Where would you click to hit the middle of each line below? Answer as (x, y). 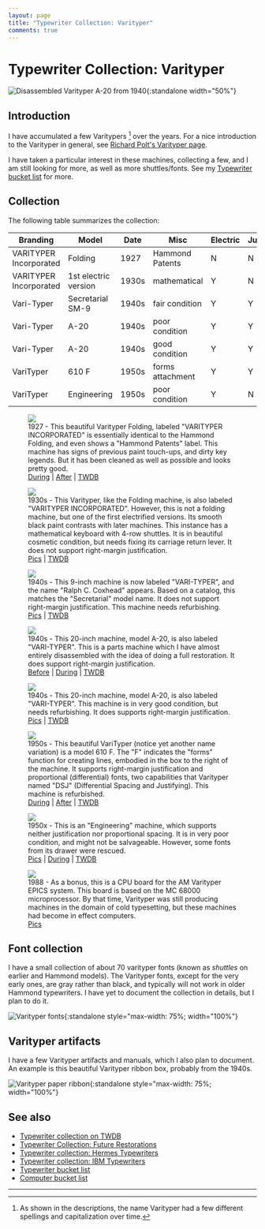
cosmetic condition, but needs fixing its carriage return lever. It (130, 542)
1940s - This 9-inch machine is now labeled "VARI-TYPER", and (131, 581)
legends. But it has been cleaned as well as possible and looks (129, 460)
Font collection (46, 949)
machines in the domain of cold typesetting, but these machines (132, 907)
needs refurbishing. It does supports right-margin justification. (129, 712)
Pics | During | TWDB (62, 859)
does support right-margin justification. (91, 663)
